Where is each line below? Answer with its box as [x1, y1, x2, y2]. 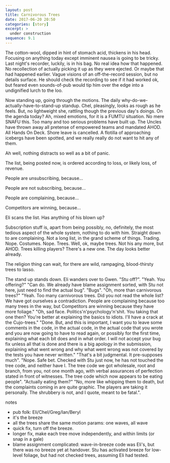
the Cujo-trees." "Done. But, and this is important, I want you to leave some [5, 319, 162, 325]
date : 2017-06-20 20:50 [5, 17, 56, 22]
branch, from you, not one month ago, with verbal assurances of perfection [5, 368, 163, 374]
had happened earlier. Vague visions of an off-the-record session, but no [5, 71, 158, 77]
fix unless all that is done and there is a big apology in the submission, [5, 341, 152, 347]
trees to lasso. [5, 266, 35, 272]
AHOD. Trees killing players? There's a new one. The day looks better [5, 245, 151, 252]
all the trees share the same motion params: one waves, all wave [12, 419, 148, 426]
